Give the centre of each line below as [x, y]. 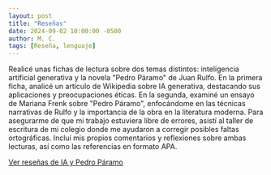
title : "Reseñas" [38, 23]
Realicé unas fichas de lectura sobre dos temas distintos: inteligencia [124, 69]
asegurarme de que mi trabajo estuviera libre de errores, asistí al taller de [131, 121]
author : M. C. [32, 38]
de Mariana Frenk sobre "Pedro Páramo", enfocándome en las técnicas [127, 104]
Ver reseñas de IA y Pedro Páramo [66, 162]
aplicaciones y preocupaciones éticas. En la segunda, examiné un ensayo [131, 95]
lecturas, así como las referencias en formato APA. [93, 147]
